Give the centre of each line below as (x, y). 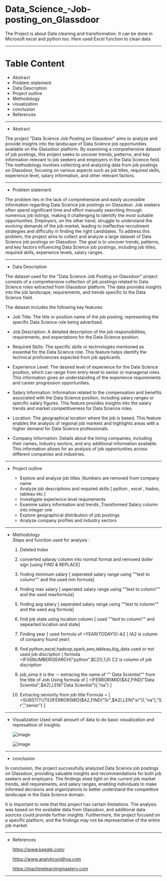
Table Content (35, 64)
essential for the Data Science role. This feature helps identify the (80, 352)
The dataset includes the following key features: (54, 307)
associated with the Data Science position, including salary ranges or (83, 397)
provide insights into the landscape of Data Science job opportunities (76, 143)
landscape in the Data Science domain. (45, 794)
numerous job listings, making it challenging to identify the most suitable (79, 215)
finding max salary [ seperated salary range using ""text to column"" (90, 589)
